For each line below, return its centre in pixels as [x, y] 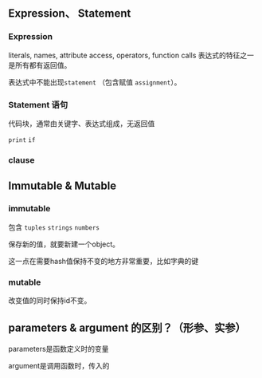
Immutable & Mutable [63, 186]
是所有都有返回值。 [40, 65]
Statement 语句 [38, 104]
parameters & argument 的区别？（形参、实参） [127, 328]
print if [22, 140]
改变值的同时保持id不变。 [50, 300]
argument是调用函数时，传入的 [59, 365]
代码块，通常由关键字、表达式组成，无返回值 [82, 123]
